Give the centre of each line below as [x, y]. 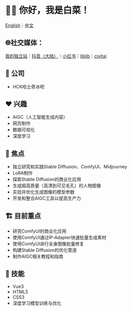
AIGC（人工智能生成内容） [40, 117]
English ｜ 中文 [19, 25]
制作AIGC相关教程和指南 [38, 256]
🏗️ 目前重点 [23, 216]
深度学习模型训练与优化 [37, 303]
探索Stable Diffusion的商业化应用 [47, 180]
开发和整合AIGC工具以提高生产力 [47, 198]
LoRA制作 [22, 173]
